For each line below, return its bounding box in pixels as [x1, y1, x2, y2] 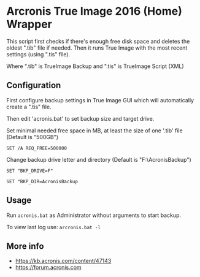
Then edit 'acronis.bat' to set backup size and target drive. [6, 115, 155, 122]
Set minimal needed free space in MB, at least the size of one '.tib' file [6, 127, 183, 134]
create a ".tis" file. [6, 103, 52, 110]
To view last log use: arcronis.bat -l [6, 223, 101, 230]
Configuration [6, 80, 61, 91]
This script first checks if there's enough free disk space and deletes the [6, 37, 190, 45]
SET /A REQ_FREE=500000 [6, 145, 67, 151]
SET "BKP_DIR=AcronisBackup [6, 178, 79, 184]
